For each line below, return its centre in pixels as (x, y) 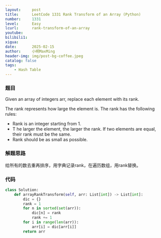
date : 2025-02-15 (30, 47)
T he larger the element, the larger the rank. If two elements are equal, (84, 129)
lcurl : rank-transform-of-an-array (48, 28)
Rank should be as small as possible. (50, 140)
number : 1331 (23, 19)
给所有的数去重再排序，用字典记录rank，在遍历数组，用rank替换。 (73, 165)
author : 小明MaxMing (30, 51)
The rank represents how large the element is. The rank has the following (80, 109)
